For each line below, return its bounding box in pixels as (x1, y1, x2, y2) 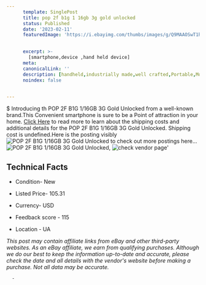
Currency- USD (15, 202, 55, 209)
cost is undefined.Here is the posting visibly (6, 131, 118, 139)
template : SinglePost (22, 9, 78, 15)
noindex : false (22, 77, 62, 83)
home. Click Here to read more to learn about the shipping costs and (6, 118, 180, 126)
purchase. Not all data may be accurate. (6, 263, 109, 270)
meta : (22, 59, 37, 66)
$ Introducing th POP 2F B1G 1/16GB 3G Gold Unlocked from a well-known (6, 105, 194, 112)
